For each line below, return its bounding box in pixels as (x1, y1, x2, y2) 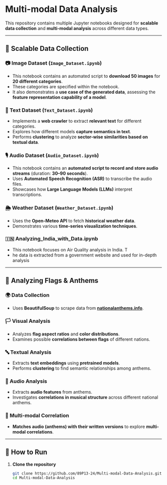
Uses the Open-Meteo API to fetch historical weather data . (12, 218, 136, 224)
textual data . (12, 139, 39, 145)
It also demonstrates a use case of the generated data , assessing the (12, 89, 156, 95)
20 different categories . (12, 78, 63, 84)
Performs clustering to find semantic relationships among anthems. (12, 365, 152, 371)
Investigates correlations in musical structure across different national (12, 394, 158, 400)
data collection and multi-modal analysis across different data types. (5, 25, 149, 31)
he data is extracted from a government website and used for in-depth (12, 252, 157, 258)
